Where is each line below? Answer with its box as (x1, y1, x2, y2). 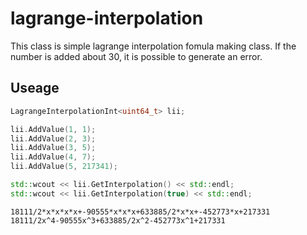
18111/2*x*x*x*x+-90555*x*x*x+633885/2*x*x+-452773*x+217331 (10, 207, 271, 217)
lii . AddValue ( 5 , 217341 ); (10, 162, 118, 172)
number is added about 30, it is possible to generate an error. (10, 50, 263, 62)
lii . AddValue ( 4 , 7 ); (10, 152, 97, 162)
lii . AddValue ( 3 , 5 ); (10, 143, 97, 153)
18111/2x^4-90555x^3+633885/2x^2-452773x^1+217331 (10, 215, 226, 226)
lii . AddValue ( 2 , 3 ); (10, 133, 97, 144)
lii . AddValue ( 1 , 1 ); (10, 124, 97, 134)
